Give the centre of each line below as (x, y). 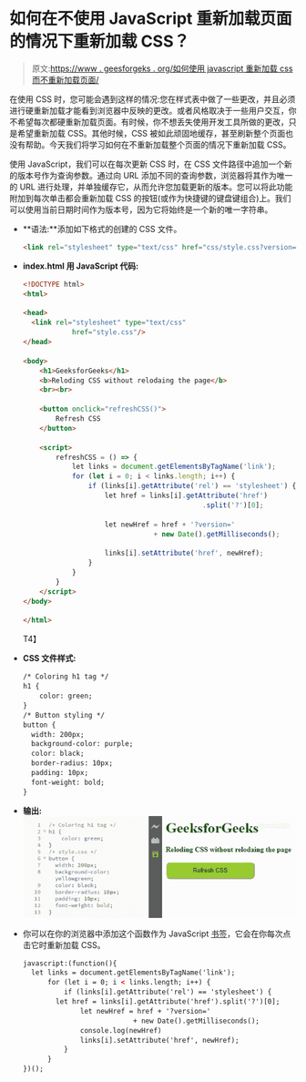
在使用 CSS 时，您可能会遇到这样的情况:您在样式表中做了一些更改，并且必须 (153, 99)
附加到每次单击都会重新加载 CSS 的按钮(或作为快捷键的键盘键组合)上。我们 (150, 198)
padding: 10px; (60, 773)
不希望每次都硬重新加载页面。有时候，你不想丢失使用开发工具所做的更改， (149, 122)
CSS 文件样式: (49, 658)
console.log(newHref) (121, 1030)
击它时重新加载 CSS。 (64, 944)
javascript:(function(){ (70, 963)
